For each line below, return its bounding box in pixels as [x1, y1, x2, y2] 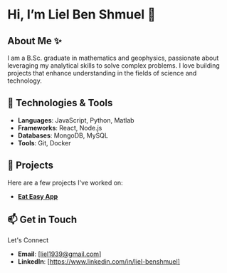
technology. [7, 76, 43, 85]
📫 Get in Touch [7, 214, 78, 226]
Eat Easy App [17, 192, 58, 200]
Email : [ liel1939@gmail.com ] [17, 249, 102, 259]
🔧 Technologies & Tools [7, 97, 113, 109]
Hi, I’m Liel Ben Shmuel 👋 [7, 6, 157, 23]
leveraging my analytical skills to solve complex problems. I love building [7, 61, 221, 70]
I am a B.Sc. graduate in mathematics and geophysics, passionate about [7, 53, 219, 62]
